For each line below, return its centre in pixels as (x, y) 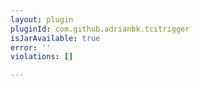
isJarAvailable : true (55, 38)
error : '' (31, 47)
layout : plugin (42, 19)
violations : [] (42, 57)
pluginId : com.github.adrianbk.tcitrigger (100, 29)
